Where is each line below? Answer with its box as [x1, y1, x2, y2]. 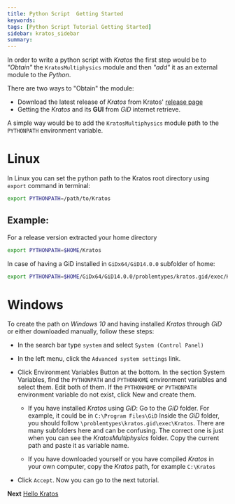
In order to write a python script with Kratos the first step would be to [7, 55, 207, 64]
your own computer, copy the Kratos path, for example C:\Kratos [27, 463, 215, 471]
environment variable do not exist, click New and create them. [17, 390, 197, 399]
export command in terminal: [7, 182, 91, 190]
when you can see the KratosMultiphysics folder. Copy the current [27, 434, 220, 442]
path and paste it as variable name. [27, 442, 129, 450]
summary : [7, 37, 33, 44]
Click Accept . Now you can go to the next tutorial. [17, 476, 159, 484]
